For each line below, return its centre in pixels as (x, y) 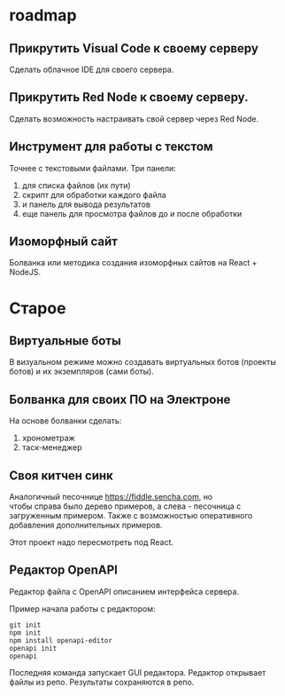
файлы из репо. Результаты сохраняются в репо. (102, 682)
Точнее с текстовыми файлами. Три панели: (93, 168)
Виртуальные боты (65, 341)
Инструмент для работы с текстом (112, 147)
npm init (25, 633)
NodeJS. (25, 273)
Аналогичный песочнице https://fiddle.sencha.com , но (111, 497)
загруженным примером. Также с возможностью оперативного (131, 516)
